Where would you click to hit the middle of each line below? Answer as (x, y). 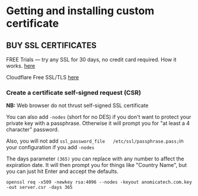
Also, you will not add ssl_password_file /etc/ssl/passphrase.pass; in (95, 141)
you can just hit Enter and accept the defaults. (62, 171)
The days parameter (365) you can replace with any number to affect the (95, 159)
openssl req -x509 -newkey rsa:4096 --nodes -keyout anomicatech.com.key (99, 182)
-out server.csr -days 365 (39, 188)
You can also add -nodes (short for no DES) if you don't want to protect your (99, 117)
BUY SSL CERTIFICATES (51, 45)
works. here (21, 66)
